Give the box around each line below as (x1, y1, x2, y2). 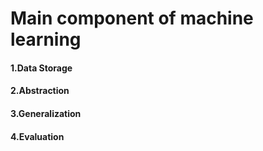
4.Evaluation (10, 130, 65, 142)
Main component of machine (10, 7, 254, 30)
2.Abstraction (10, 85, 70, 97)
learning (10, 28, 82, 51)
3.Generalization (10, 107, 82, 119)
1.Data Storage (10, 62, 73, 74)
